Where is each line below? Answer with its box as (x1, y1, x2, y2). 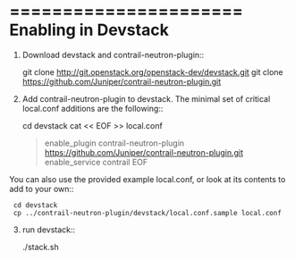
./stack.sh (21, 241, 60, 252)
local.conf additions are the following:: (21, 103, 164, 113)
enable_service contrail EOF (44, 156, 148, 167)
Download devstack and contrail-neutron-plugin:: (21, 49, 205, 60)
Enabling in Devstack (9, 20, 170, 40)
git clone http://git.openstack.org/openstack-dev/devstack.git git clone (21, 66, 283, 77)
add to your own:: (9, 183, 74, 194)
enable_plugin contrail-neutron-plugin (44, 138, 185, 148)
